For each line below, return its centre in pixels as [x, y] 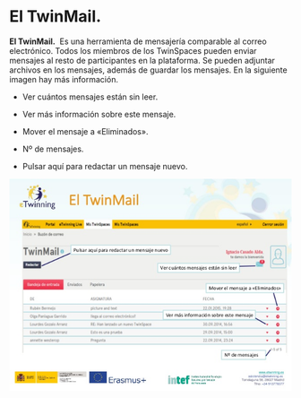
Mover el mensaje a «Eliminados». [85, 131]
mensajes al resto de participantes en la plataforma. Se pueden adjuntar [142, 60]
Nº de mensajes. [53, 149]
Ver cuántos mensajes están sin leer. [90, 97]
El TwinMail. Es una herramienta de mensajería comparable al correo [138, 41]
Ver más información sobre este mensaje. [99, 114]
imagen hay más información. [64, 79]
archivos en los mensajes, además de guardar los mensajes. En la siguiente [149, 70]
